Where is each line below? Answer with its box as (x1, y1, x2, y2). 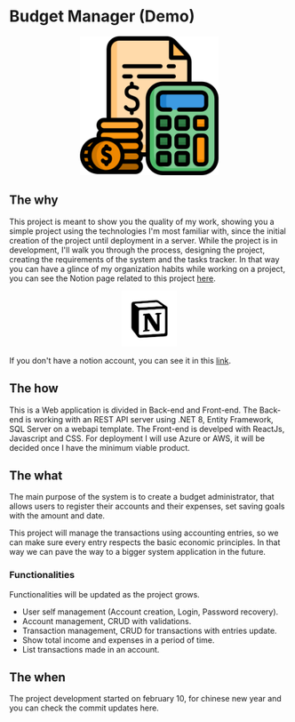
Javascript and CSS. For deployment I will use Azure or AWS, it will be (9, 433, 265, 444)
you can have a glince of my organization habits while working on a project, (9, 263, 286, 274)
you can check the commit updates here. (9, 702, 160, 713)
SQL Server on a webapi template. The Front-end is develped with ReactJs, (9, 423, 285, 434)
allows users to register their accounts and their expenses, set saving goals (9, 501, 285, 512)
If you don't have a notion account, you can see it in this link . (9, 355, 231, 365)
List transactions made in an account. (21, 644, 160, 654)
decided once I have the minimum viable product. (9, 442, 191, 453)
